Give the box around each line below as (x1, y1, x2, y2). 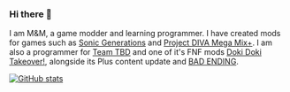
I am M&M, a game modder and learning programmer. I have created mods (9, 28, 281, 39)
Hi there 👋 (9, 8, 53, 20)
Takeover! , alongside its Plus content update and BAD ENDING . (9, 57, 239, 67)
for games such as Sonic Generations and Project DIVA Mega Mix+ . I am (9, 37, 272, 48)
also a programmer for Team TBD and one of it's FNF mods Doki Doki (9, 47, 263, 57)
